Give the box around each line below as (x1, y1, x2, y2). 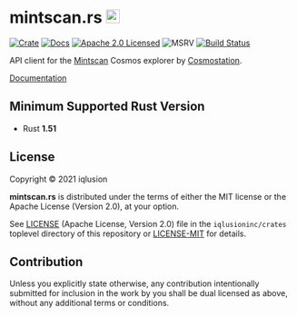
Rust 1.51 (22, 123, 57, 134)
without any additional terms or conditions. (9, 298, 170, 309)
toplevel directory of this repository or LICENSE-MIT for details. (9, 228, 247, 239)
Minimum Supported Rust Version (9, 99, 205, 114)
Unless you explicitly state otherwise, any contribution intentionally (9, 278, 260, 289)
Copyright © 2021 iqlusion (9, 173, 108, 184)
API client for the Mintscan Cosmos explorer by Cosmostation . (9, 54, 243, 65)
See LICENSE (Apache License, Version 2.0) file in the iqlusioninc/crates (9, 218, 287, 229)
